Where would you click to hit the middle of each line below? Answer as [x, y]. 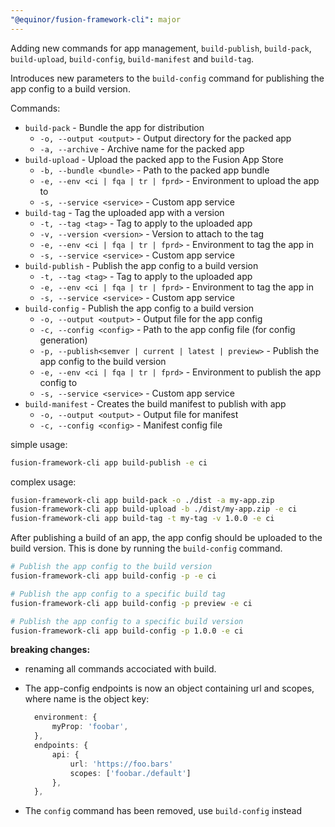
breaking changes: [50, 650]
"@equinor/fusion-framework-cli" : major [96, 19]
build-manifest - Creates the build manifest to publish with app [155, 403]
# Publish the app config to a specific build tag [118, 594]
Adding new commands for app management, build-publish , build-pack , [161, 48]
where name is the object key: [87, 699]
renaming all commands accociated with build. [120, 669]
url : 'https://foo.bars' [121, 764]
